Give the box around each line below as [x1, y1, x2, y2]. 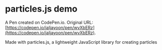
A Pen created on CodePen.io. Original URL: [5, 19, 94, 25]
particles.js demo [5, 3, 78, 15]
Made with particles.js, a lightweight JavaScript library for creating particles [5, 39, 158, 45]
